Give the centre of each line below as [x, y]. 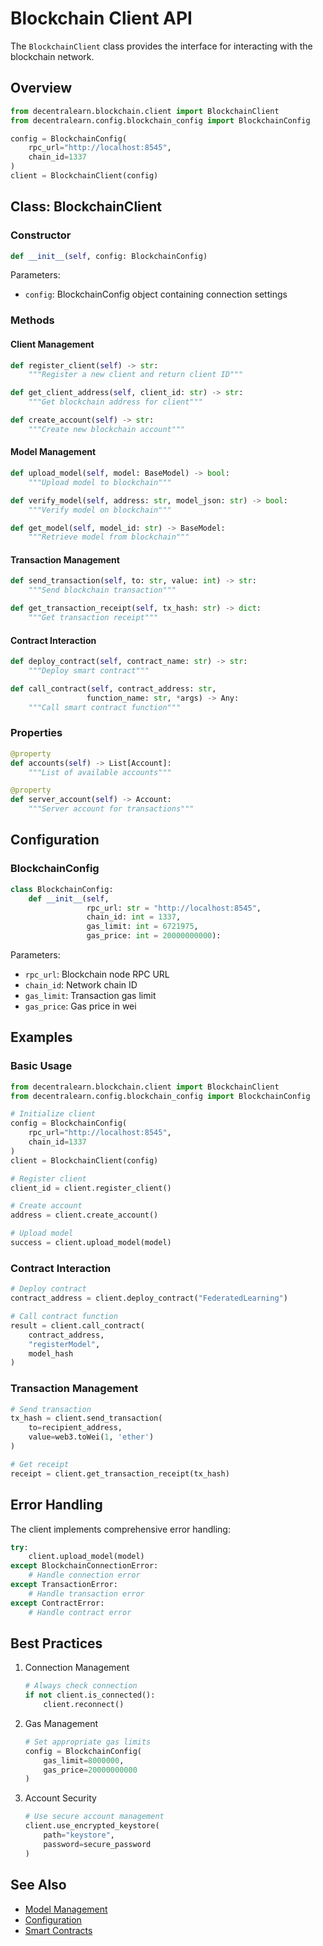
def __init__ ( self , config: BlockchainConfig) [109, 256]
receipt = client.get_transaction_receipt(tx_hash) [120, 1473]
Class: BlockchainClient [86, 207]
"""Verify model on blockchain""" [100, 510]
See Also [38, 1885]
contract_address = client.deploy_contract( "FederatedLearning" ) [149, 1298]
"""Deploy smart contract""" [89, 671]
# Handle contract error [80, 1612]
